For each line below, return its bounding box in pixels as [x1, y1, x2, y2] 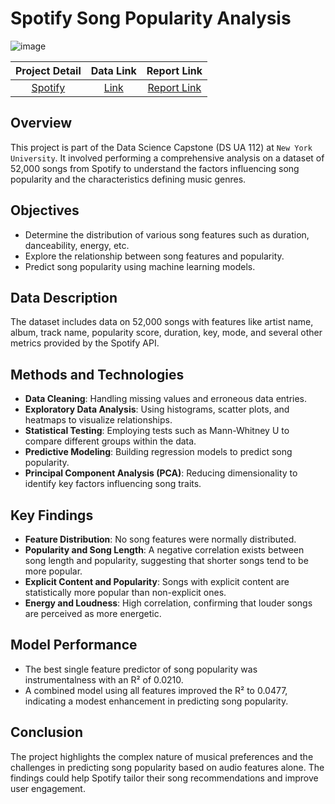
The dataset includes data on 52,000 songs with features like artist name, [10, 316, 314, 328]
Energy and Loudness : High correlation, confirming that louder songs [24, 597, 313, 609]
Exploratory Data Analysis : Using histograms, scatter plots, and [24, 403, 290, 416]
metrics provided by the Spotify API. [10, 337, 160, 349]
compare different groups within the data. [24, 435, 197, 447]
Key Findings [10, 507, 94, 524]
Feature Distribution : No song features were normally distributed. [24, 533, 297, 545]
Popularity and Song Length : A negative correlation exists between [24, 544, 305, 556]
